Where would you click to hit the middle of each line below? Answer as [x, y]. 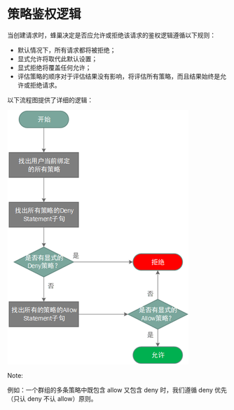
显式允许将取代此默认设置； [57, 59]
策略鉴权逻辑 [44, 14]
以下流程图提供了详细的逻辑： [50, 100]
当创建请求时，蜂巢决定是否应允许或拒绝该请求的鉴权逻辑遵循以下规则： [111, 35]
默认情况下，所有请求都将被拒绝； [67, 50]
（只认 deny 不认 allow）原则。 [52, 398]
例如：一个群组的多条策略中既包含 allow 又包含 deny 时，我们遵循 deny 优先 [117, 390]
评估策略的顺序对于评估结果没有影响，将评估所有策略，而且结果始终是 [119, 76]
